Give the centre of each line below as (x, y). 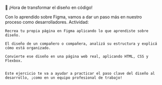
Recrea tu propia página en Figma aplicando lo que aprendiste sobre (77, 31)
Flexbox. (14, 61)
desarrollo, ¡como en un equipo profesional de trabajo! (64, 78)
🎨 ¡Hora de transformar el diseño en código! (49, 8)
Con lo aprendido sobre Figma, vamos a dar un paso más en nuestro (73, 17)
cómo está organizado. (28, 48)
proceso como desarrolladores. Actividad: (47, 22)
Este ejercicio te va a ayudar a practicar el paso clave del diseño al (80, 73)
